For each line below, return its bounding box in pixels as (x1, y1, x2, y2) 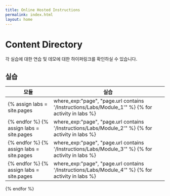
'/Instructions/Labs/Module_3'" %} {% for (53, 145, 153, 152)
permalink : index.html (5, 12, 53, 17)
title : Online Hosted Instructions (5, 7, 80, 13)
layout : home (5, 17, 33, 22)
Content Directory (5, 38, 82, 50)
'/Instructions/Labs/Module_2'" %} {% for (53, 125, 153, 132)
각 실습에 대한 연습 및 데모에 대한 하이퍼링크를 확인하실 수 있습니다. (5, 56, 138, 62)
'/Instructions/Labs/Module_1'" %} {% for (53, 104, 153, 111)
